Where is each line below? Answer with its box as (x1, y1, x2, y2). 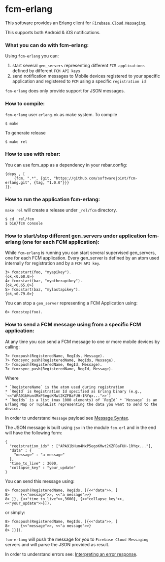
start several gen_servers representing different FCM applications (12, 63, 145, 69)
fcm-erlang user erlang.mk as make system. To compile (5, 111, 117, 117)
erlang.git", (5, 180, 32, 185)
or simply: (5, 509, 26, 515)
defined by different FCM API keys (12, 68, 80, 74)
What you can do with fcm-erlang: (5, 42, 89, 48)
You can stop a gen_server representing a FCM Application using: (5, 300, 138, 306)
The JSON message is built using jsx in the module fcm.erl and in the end (5, 424, 156, 431)
